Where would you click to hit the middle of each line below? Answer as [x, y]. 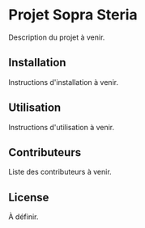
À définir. [23, 217]
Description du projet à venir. [57, 37]
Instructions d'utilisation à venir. [62, 127]
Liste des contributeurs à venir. [60, 172]
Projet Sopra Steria [73, 15]
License [29, 197]
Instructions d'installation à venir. [64, 82]
